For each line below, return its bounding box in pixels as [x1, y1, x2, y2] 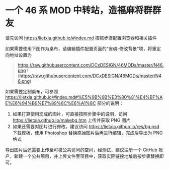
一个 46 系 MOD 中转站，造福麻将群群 [5, 5, 161, 16]
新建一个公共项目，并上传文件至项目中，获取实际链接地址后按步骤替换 [14, 153, 159, 159]
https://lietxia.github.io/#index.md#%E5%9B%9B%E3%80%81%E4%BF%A [5, 94, 163, 100]
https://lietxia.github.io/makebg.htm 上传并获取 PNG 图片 [12, 117, 131, 123]
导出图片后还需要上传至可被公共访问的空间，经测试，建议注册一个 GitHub [5, 147, 157, 153]
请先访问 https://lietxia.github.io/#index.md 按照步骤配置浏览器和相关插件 [5, 35, 157, 41]
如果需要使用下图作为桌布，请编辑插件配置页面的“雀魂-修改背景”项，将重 [5, 45, 157, 51]
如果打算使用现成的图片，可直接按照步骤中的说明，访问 [12, 110, 127, 117]
